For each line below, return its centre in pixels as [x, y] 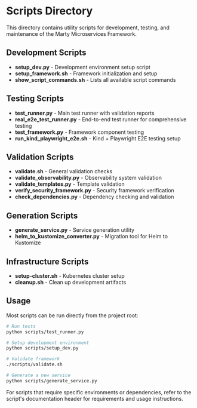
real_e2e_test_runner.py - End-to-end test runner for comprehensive [101, 119]
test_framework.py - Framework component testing [79, 132]
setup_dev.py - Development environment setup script [83, 67]
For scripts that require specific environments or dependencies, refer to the [99, 392]
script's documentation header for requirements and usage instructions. [95, 398]
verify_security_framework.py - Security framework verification [94, 191]
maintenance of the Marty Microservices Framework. [72, 33]
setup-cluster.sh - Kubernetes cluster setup [70, 276]
